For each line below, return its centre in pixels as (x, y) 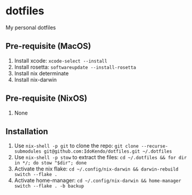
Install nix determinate (41, 73)
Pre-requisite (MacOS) (48, 46)
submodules (28, 151)
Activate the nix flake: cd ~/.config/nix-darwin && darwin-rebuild (96, 169)
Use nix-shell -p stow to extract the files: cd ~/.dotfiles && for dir (100, 157)
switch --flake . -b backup (49, 186)
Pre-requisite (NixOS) (47, 99)
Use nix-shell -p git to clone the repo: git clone (76, 146)
